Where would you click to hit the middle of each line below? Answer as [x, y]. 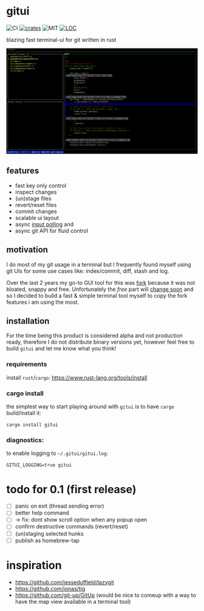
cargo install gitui [32, 425]
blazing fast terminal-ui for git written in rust [61, 39]
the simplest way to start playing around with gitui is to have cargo [90, 407]
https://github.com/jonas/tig [50, 589]
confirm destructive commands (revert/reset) [72, 527]
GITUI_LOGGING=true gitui [39, 465]
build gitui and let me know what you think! [61, 349]
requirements [27, 364]
